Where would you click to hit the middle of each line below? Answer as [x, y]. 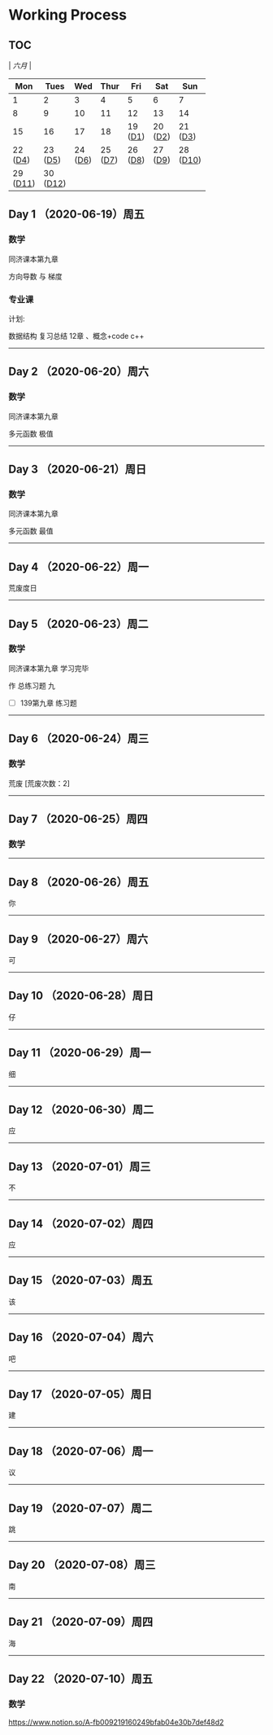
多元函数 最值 [31, 531]
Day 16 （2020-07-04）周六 [81, 1337]
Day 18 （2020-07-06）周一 [81, 1451]
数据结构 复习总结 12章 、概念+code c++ [76, 336]
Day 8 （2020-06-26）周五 [78, 882]
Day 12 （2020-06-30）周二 [81, 1109]
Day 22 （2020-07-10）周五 [80, 1679]
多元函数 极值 [31, 433]
